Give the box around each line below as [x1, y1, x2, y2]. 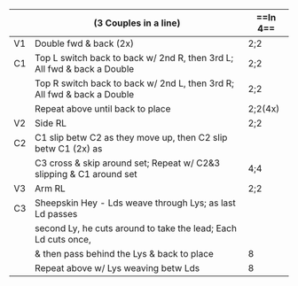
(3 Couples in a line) [93, 17, 181, 29]
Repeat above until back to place [35, 103, 171, 114]
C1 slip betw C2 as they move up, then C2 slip [35, 132, 228, 143]
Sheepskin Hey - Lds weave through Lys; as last [35, 197, 237, 209]
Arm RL [35, 182, 67, 194]
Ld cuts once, [35, 234, 91, 245]
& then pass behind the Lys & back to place [35, 248, 215, 259]
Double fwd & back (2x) [35, 37, 135, 50]
